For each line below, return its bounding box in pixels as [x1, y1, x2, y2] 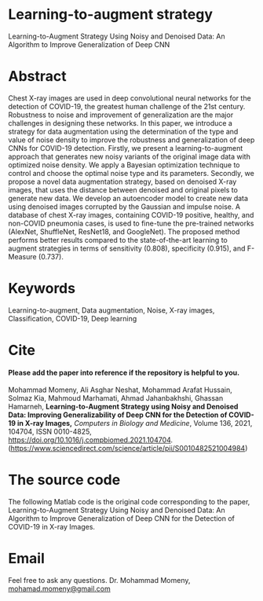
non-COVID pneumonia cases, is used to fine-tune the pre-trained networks [8, 218, 254, 228]
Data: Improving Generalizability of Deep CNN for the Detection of [8, 410, 228, 420]
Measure [8, 251, 37, 261]
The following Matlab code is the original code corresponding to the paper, [8, 497, 250, 507]
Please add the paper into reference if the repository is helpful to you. [8, 368, 240, 377]
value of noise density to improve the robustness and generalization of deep [8, 135, 255, 145]
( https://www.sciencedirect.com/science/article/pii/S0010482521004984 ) [8, 444, 248, 453]
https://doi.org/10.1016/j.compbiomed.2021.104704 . [8, 435, 174, 445]
